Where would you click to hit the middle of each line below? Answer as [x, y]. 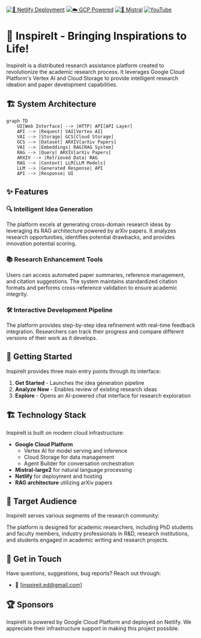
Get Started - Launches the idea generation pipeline [79, 383]
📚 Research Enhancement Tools [55, 260]
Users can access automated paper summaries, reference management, [96, 275]
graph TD [17, 121]
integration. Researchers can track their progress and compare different [95, 332]
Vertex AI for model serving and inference [76, 450]
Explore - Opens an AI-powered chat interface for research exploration [103, 395]
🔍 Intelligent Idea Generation [49, 209]
